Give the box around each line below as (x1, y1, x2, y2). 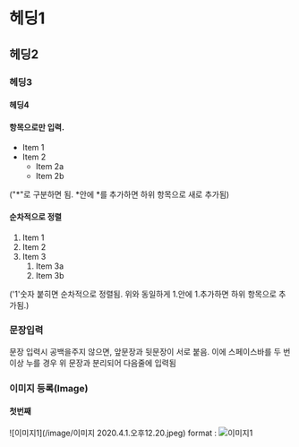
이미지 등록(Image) (9, 382, 89, 394)
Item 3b (35, 270, 64, 280)
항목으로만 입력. (9, 122, 65, 133)
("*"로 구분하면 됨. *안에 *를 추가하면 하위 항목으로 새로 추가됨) (9, 189, 230, 200)
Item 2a (35, 161, 64, 172)
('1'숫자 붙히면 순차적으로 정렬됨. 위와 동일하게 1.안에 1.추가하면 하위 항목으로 (9, 288, 278, 299)
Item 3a (35, 261, 64, 271)
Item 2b (35, 171, 64, 182)
